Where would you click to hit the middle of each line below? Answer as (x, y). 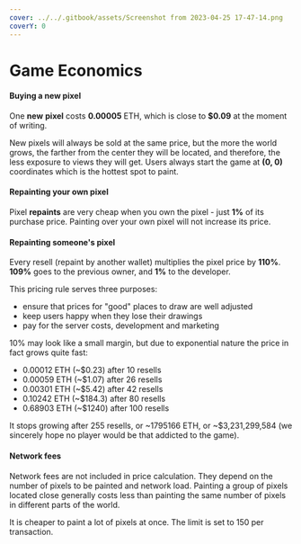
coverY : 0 (28, 26)
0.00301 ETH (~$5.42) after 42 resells (93, 389)
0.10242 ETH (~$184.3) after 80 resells (94, 399)
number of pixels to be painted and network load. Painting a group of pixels (149, 486)
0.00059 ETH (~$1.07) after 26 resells (92, 379)
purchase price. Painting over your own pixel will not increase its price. (140, 222)
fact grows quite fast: (49, 352)
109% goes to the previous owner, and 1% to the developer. (120, 272)
